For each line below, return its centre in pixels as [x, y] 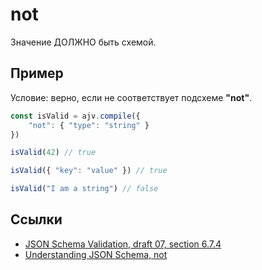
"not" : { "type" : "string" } [89, 125]
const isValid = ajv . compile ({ [75, 116]
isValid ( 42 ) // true [53, 153]
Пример [37, 73]
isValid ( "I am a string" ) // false [84, 189]
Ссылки [36, 219]
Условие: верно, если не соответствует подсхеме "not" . [131, 97]
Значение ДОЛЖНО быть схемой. [83, 42]
